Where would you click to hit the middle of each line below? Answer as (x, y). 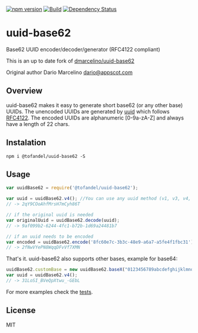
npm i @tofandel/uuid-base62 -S (46, 156)
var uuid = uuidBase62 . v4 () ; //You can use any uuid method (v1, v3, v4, (99, 199)
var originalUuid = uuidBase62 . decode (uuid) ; (63, 220)
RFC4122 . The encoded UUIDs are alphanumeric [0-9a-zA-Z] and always (95, 118)
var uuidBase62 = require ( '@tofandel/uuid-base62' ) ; (72, 188)
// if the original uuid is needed (50, 215)
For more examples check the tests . (49, 292)
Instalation (26, 143)
